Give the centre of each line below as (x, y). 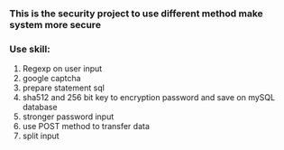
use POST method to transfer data (86, 127)
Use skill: (30, 49)
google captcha (51, 79)
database (40, 108)
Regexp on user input (62, 69)
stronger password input (68, 117)
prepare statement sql (64, 88)
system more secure (55, 24)
